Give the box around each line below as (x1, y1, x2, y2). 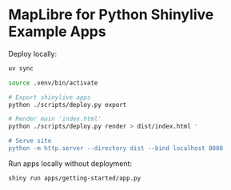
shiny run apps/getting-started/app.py (8, 174, 141, 182)
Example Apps (8, 22, 106, 41)
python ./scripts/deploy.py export (8, 101, 127, 109)
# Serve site (8, 137, 52, 145)
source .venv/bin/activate (8, 78, 98, 87)
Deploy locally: (8, 49, 58, 58)
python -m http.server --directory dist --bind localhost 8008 (8, 144, 224, 152)
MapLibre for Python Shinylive (8, 6, 214, 24)
